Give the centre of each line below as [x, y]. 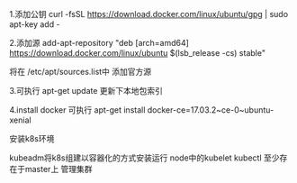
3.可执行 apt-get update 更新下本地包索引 [86, 91]
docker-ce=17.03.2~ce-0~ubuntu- [211, 110]
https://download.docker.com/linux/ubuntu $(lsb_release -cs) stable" [137, 53]
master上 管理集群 [58, 169]
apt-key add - [35, 24]
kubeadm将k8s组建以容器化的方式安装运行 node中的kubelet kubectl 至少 [144, 158]
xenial [20, 120]
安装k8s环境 [32, 138]
